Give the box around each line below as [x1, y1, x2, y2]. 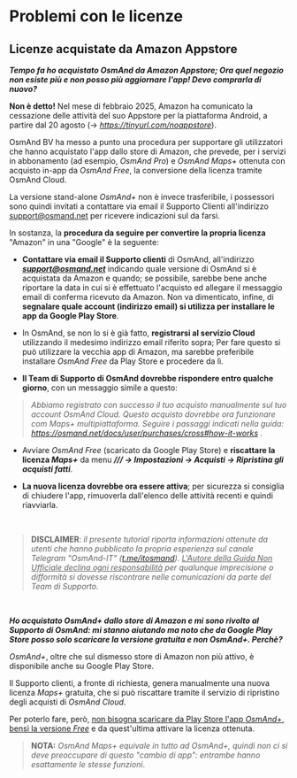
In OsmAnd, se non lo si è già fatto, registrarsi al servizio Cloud [21, 327, 255, 338]
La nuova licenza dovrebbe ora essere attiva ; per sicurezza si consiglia [21, 481, 285, 491]
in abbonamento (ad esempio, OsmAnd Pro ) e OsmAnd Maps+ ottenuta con [9, 156, 286, 166]
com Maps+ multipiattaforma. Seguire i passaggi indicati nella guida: [30, 419, 285, 428]
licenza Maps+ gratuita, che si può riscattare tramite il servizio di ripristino [9, 688, 280, 697]
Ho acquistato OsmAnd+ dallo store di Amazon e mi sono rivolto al [9, 615, 259, 626]
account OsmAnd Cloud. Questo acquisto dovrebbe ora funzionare [30, 409, 276, 420]
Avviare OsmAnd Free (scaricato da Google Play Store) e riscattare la [21, 445, 276, 455]
